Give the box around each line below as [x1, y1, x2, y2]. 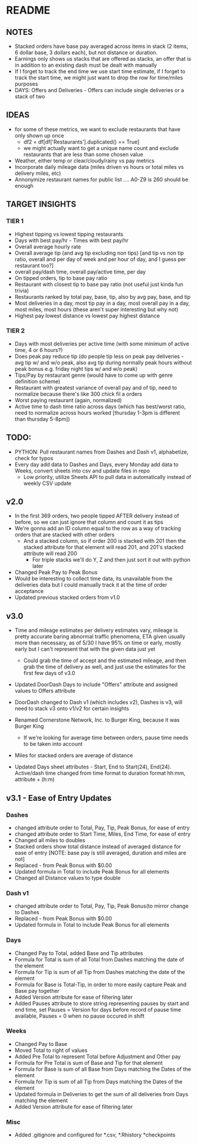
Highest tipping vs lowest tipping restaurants [14, 230, 124, 237]
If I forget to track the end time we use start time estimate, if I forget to [14, 68, 186, 74]
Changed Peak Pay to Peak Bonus [14, 569, 98, 576]
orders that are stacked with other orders [14, 531, 115, 538]
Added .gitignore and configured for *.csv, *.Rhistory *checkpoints [14, 1132, 176, 1139]
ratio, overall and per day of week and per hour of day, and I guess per [14, 255, 187, 263]
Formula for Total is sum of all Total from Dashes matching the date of [14, 956, 184, 963]
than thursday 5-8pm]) [14, 415, 71, 422]
